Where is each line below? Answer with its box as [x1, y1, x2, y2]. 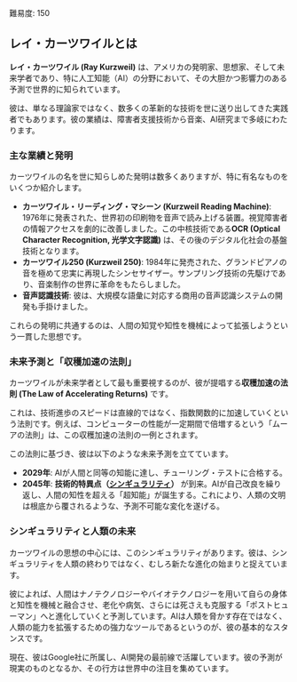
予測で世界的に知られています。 [9, 84, 126, 94]
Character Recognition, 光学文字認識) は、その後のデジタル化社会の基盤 [21, 235, 288, 245]
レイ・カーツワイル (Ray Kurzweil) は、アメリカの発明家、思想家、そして [9, 61, 277, 72]
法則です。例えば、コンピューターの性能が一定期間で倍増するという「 [16, 419, 273, 429]
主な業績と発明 [9, 149, 74, 162]
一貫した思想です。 [16, 332, 87, 342]
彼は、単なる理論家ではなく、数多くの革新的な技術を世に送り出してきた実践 [9, 102, 289, 113]
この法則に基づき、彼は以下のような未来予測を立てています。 [9, 448, 233, 460]
